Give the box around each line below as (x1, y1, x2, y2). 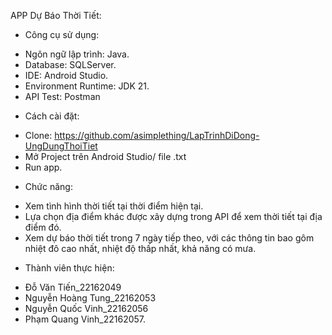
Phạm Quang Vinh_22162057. (24, 313, 147, 325)
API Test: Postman (24, 91, 101, 102)
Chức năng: (24, 181, 73, 192)
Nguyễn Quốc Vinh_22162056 (24, 303, 149, 314)
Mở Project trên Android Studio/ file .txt (24, 151, 187, 162)
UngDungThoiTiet (24, 140, 98, 152)
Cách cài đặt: (24, 110, 80, 122)
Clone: (24, 130, 53, 141)
